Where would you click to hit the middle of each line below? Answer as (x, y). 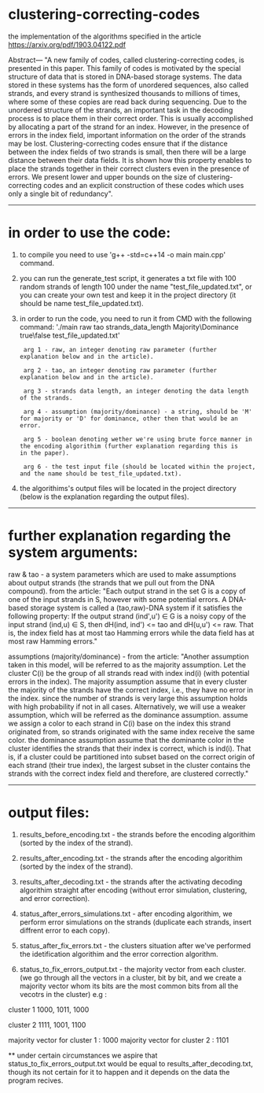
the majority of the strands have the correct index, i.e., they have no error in (131, 689)
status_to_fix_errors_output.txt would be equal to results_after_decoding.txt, (131, 1063)
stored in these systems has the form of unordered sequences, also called (128, 85)
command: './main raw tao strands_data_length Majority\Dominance (129, 327)
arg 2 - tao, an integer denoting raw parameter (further (120, 370)
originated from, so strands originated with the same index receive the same (132, 731)
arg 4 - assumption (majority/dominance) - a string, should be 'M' (138, 412)
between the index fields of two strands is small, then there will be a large (127, 152)
